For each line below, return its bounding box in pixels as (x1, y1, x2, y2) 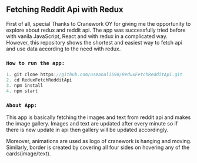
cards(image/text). (6, 150, 51, 157)
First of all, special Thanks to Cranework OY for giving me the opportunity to (6, 20, 191, 27)
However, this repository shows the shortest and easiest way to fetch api (6, 39, 182, 46)
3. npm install (6, 82, 44, 89)
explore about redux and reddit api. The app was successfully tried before (6, 26, 186, 33)
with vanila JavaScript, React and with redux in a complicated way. (6, 32, 168, 40)
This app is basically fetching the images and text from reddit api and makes (6, 114, 191, 121)
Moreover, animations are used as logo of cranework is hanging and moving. (6, 137, 192, 144)
